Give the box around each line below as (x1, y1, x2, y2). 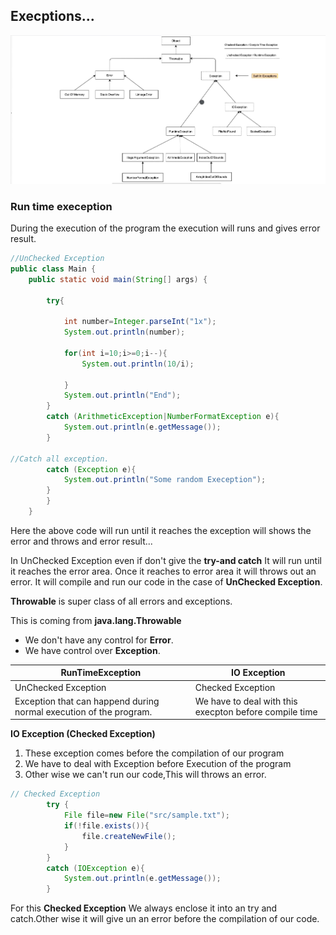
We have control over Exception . (24, 644, 161, 656)
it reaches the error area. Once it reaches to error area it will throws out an (10, 565, 317, 577)
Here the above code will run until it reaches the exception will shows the (10, 524, 312, 536)
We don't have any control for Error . (24, 634, 174, 646)
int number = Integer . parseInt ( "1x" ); (63, 317, 217, 327)
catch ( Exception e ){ (46, 464, 137, 474)
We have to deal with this (194, 695, 298, 707)
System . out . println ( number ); (63, 327, 186, 338)
